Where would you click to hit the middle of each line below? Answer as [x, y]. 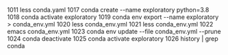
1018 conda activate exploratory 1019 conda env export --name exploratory [113, 17]
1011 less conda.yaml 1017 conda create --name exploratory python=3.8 [108, 10]
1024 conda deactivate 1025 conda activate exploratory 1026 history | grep [113, 39]
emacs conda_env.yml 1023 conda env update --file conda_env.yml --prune [114, 31]
